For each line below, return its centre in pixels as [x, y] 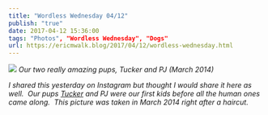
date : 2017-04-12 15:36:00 [54, 31]
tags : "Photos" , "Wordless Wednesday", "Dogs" [88, 38]
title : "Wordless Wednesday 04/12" [68, 16]
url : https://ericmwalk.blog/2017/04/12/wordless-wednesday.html [121, 46]
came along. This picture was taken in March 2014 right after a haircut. [128, 102]
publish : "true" [36, 23]
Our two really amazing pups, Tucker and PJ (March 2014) [116, 70]
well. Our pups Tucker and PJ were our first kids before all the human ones [134, 94]
